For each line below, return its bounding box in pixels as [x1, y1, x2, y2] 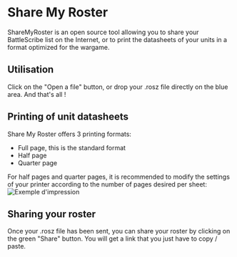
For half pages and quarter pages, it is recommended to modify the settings [7, 172, 231, 181]
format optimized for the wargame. [7, 43, 110, 51]
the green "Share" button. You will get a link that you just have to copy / [7, 234, 218, 243]
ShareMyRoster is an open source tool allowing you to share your [7, 28, 199, 36]
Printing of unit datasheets [7, 111, 128, 123]
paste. [7, 242, 26, 251]
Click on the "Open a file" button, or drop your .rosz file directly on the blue [7, 83, 228, 91]
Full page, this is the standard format [17, 143, 126, 152]
